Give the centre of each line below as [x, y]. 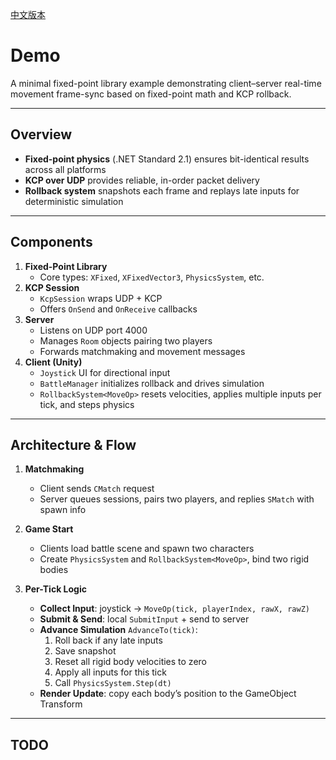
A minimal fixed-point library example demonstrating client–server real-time [166, 83]
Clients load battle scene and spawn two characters [147, 549]
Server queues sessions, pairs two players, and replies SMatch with [177, 499]
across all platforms [65, 169]
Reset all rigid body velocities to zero [130, 662]
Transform [61, 704]
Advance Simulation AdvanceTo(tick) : [118, 630]
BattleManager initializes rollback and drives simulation [152, 383]
